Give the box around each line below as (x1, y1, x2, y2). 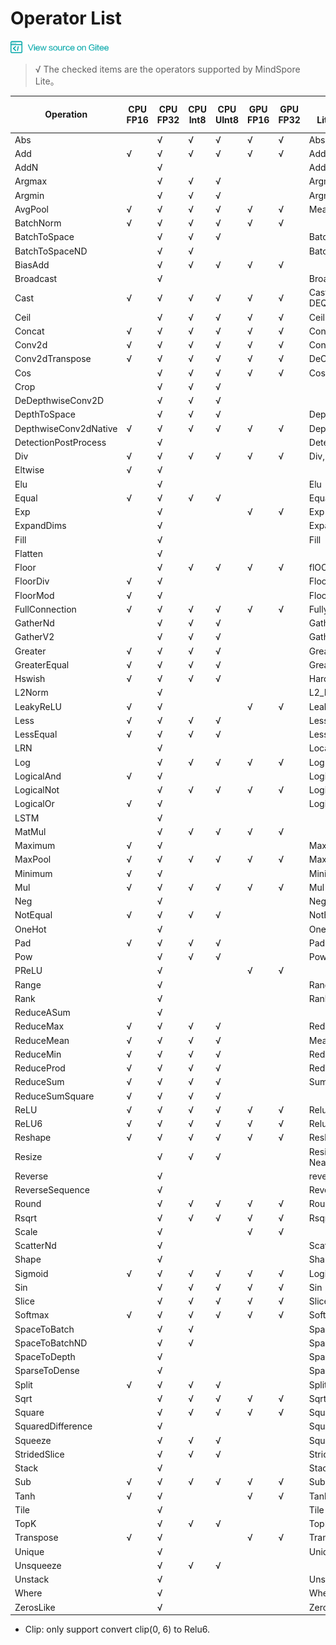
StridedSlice (14, 1448, 65, 1460)
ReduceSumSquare (14, 1090, 95, 1102)
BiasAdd (14, 258, 50, 271)
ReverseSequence (14, 1184, 90, 1196)
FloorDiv (14, 575, 50, 587)
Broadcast (14, 273, 58, 285)
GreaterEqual (14, 658, 70, 671)
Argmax (14, 175, 48, 187)
